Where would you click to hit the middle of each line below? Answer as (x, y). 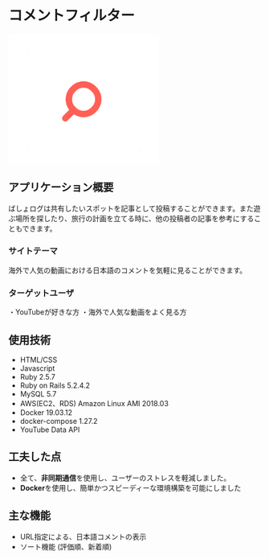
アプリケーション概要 (61, 188)
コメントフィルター (71, 16)
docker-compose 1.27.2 (59, 421)
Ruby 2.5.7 (38, 376)
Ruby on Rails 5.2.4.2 (55, 385)
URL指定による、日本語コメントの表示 (83, 536)
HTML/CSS (39, 360)
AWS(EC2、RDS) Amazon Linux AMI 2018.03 (94, 403)
